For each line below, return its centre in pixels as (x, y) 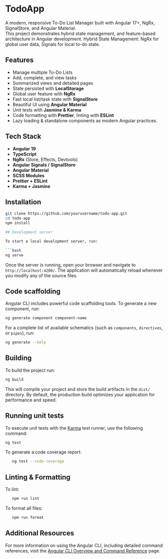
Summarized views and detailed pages (53, 83)
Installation (23, 202)
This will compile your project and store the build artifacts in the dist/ (78, 389)
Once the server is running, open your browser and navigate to (71, 265)
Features (19, 60)
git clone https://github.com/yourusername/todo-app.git (66, 214)
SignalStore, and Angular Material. (41, 28)
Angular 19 (24, 148)
